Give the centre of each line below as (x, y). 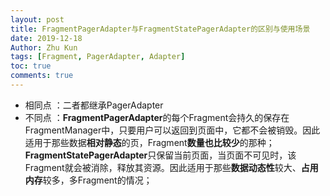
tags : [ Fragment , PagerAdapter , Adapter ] (98, 57)
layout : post (37, 19)
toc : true (31, 66)
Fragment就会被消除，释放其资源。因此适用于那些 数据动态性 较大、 (163, 167)
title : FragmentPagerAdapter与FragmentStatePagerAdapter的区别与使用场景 (160, 29)
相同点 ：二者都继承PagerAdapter (94, 105)
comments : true (42, 76)
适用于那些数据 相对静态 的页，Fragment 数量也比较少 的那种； (149, 142)
